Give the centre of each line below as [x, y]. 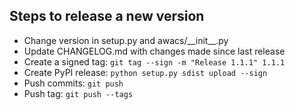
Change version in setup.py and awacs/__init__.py [126, 40]
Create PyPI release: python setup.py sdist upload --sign [145, 72]
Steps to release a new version [107, 16]
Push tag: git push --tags [78, 93]
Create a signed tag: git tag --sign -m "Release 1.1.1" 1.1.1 [154, 61]
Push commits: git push [73, 83]
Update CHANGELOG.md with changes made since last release [154, 51]
